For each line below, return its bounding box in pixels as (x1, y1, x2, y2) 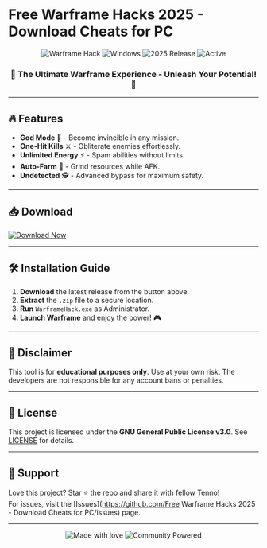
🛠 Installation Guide (8, 262, 110, 275)
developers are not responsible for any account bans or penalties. (8, 375, 224, 385)
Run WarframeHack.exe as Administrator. (19, 304, 149, 313)
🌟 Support (8, 466, 60, 480)
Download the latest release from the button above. (19, 286, 189, 296)
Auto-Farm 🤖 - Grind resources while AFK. (19, 161, 161, 172)
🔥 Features (8, 111, 64, 125)
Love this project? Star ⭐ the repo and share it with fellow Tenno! (8, 488, 220, 498)
